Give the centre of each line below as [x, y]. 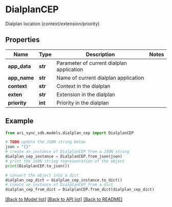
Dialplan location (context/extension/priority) [52, 24]
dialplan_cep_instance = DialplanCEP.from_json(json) [64, 157]
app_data [19, 66]
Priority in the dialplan [82, 103]
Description [100, 54]
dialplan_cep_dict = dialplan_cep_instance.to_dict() [64, 180]
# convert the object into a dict [42, 175]
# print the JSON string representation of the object [65, 161]
